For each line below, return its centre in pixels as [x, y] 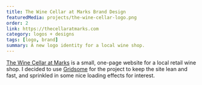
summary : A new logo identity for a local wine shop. [76, 46]
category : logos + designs [40, 34]
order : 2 [17, 23]
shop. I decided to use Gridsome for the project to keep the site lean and [97, 69]
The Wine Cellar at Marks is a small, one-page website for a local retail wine [101, 62]
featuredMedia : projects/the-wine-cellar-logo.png [72, 17]
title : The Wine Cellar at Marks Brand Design [66, 12]
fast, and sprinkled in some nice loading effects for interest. [81, 75]
